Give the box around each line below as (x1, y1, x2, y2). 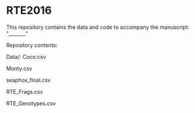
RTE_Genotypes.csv (6, 100, 56, 107)
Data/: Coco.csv (6, 53, 46, 60)
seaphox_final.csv (6, 76, 51, 84)
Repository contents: (6, 41, 58, 49)
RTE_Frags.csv (6, 88, 43, 95)
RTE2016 (6, 4, 52, 17)
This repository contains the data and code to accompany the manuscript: (6, 23, 190, 31)
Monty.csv (6, 64, 32, 72)
